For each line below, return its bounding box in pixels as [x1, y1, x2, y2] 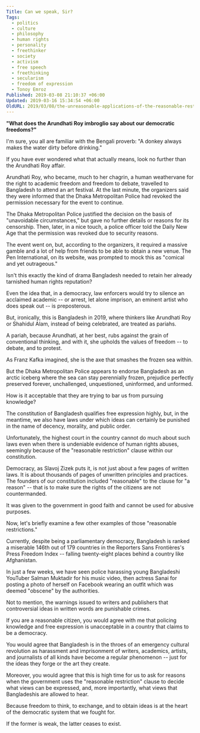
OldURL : [6, 103, 26, 109]
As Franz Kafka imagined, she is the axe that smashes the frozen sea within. [6, 356, 193, 363]
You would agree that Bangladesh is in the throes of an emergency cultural [6, 640, 189, 648]
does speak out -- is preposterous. [6, 302, 92, 309]
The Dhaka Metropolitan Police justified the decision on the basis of [6, 210, 173, 217]
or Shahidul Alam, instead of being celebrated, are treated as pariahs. [6, 320, 177, 327]
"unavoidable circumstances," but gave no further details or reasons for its [6, 216, 189, 224]
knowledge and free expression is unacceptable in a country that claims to [6, 622, 189, 630]
